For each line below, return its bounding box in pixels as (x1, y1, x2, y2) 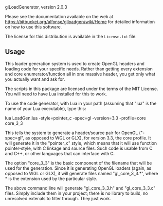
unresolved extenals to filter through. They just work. (5, 195, 111, 201)
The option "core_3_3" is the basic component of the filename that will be (5, 160, 152, 166)
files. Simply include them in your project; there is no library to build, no (5, 190, 148, 196)
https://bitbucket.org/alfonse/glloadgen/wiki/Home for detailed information (5, 19, 155, 24)
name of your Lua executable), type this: (5, 105, 86, 112)
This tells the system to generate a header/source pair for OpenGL (5, 130, 138, 136)
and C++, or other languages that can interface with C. (5, 150, 115, 156)
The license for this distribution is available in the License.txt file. (5, 34, 137, 39)
